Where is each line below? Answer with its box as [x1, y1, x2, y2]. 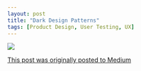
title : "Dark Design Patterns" [7, 17, 100, 24]
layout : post [7, 10, 46, 18]
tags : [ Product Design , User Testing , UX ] [7, 23, 135, 30]
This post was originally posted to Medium [7, 56, 132, 64]
